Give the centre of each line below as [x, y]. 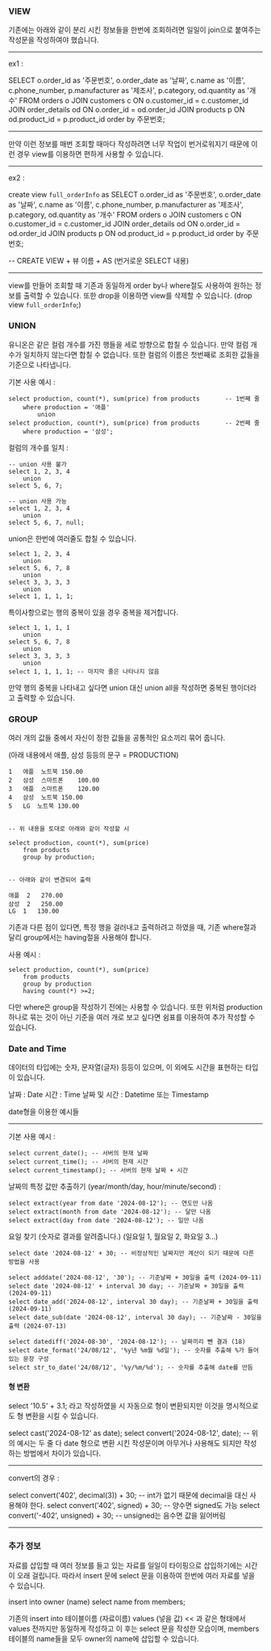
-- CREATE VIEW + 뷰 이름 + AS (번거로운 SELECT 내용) [99, 261]
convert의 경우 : [34, 1478]
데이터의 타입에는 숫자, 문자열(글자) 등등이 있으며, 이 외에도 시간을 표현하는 [126, 1067]
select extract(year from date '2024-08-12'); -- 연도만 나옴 [111, 1203]
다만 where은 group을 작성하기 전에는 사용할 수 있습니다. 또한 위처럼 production [135, 1007]
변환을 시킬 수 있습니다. [62, 1416]
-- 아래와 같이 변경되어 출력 [50, 880]
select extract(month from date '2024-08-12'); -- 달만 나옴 [110, 1212]
